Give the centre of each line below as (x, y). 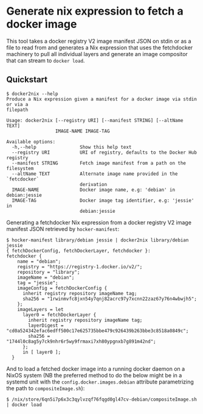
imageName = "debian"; (46, 277)
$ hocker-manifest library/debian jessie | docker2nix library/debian (98, 240)
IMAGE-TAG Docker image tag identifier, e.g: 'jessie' (103, 200)
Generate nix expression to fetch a (95, 11)
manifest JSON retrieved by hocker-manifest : (63, 229)
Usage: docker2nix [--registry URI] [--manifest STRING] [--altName (95, 120)
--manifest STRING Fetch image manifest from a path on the (99, 163)
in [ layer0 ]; (42, 352)
